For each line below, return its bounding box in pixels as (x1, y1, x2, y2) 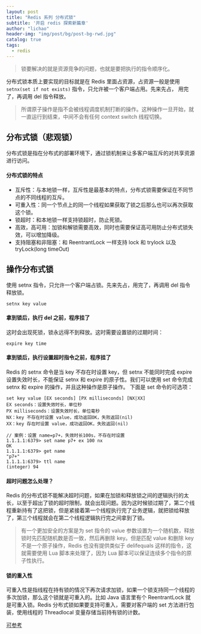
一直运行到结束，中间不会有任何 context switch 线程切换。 (20, 113, 166, 120)
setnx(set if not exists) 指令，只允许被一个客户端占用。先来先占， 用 (6, 85, 184, 92)
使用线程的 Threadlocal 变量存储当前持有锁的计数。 (16, 609, 144, 616)
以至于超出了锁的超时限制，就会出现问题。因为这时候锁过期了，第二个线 (16, 499, 195, 507)
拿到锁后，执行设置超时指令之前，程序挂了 (6, 354, 111, 361)
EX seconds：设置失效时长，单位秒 (6, 401, 83, 408)
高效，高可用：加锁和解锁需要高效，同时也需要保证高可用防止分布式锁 (14, 223, 188, 231)
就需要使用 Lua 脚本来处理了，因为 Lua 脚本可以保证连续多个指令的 (20, 549, 187, 557)
